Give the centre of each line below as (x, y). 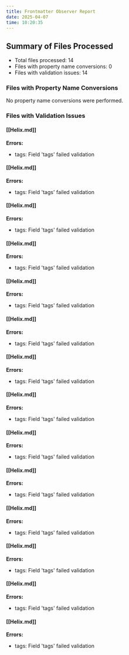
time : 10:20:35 (25, 22)
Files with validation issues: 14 (51, 73)
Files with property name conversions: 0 (63, 67)
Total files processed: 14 (44, 60)
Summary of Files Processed (60, 46)
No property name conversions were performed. (64, 101)
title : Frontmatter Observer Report (51, 11)
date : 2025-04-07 (27, 17)
